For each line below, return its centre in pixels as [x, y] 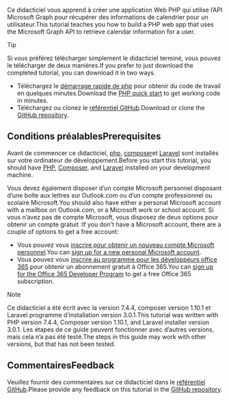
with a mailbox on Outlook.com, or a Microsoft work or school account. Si [110, 210]
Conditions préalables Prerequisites [84, 136]
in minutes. [32, 101]
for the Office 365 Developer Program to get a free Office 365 [104, 274]
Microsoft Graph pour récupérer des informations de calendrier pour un [108, 17]
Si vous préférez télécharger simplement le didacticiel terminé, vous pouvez [114, 58]
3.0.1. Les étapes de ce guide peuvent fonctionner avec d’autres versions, [111, 329]
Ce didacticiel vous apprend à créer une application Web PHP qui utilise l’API [115, 10]
